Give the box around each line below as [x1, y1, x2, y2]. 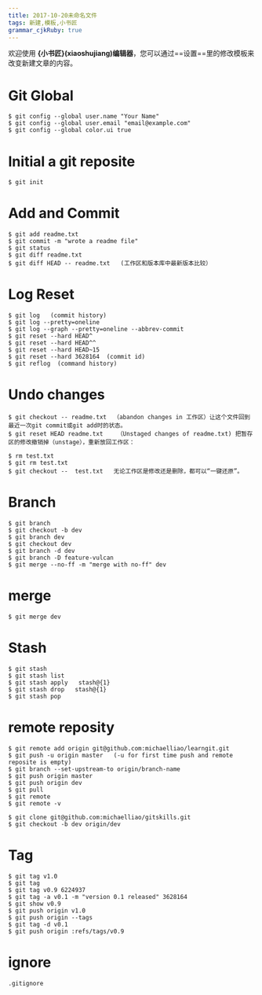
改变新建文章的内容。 [8, 58, 77, 68]
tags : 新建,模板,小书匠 [8, 19, 78, 27]
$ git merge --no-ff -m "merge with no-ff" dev [8, 561, 167, 569]
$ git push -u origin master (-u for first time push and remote [8, 751, 234, 759]
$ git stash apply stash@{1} [8, 678, 111, 687]
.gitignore [8, 979, 44, 987]
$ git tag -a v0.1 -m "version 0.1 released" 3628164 [8, 893, 188, 901]
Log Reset [8, 286, 75, 304]
